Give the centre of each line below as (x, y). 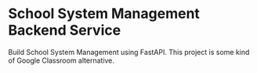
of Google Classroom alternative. (62, 60)
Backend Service (65, 30)
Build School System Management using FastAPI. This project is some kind (129, 52)
